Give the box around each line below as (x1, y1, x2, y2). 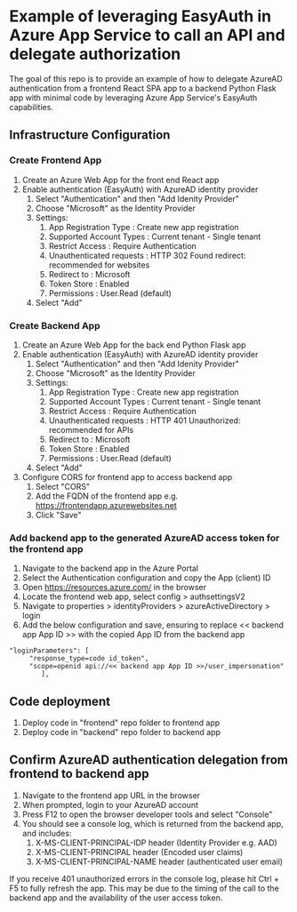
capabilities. (9, 101, 53, 112)
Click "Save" (35, 509, 82, 520)
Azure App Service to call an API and (9, 25, 286, 45)
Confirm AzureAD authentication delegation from (9, 753, 289, 768)
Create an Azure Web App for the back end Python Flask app (21, 340, 246, 350)
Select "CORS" (35, 481, 91, 492)
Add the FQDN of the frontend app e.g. (35, 491, 179, 501)
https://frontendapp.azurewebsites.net (35, 500, 178, 510)
